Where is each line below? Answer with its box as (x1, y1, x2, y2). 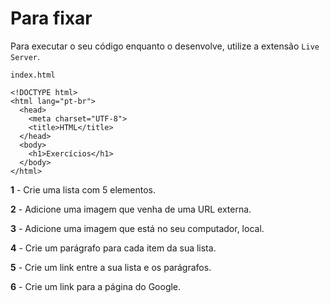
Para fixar (10, 7, 93, 30)
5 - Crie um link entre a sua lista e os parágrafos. (10, 261, 212, 273)
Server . (10, 50, 40, 62)
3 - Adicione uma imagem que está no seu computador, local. (10, 222, 265, 234)
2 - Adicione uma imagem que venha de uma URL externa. (10, 203, 252, 215)
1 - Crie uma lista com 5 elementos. (10, 183, 156, 196)
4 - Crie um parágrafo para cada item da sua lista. (10, 242, 217, 254)
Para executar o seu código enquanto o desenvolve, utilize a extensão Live (10, 40, 320, 52)
